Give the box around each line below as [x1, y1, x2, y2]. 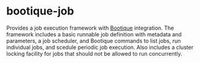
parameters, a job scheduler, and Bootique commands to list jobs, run [6, 37, 181, 44]
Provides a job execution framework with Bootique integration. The [6, 24, 174, 31]
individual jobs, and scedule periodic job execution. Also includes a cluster [6, 44, 194, 51]
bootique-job [6, 4, 74, 18]
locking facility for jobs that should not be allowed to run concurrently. [6, 50, 183, 57]
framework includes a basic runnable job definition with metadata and [6, 30, 182, 38]
